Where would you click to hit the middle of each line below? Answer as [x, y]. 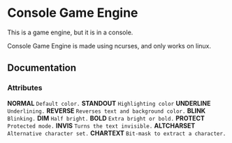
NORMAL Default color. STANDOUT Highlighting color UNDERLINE [109, 103]
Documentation [42, 68]
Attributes [25, 88]
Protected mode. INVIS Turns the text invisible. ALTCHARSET [101, 125]
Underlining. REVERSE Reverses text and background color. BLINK [107, 111]
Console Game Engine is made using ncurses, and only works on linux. [109, 46]
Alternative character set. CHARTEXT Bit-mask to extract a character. [117, 133]
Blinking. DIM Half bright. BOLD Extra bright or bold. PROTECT [106, 118]
